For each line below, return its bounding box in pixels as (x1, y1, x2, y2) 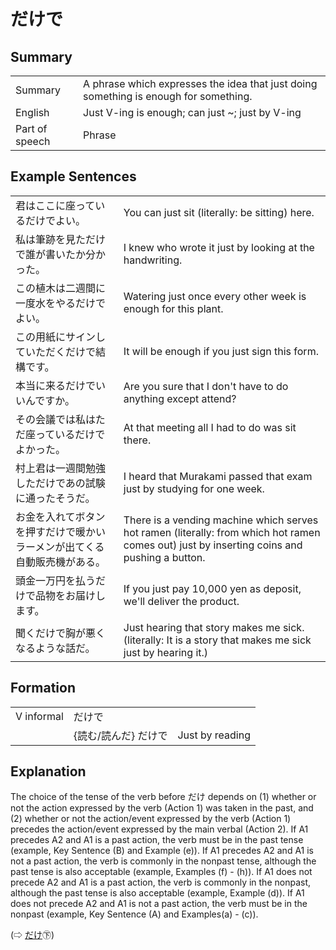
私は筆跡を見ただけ (15, 232, 107, 246)
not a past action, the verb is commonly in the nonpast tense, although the (10, 855, 317, 867)
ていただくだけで (15, 345, 97, 359)
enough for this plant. (123, 301, 224, 315)
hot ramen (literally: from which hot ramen (123, 525, 321, 539)
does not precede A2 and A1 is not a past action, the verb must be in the (10, 898, 308, 910)
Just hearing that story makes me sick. (123, 620, 305, 634)
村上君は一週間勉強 (15, 461, 107, 475)
